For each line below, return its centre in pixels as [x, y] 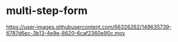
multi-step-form [47, 11]
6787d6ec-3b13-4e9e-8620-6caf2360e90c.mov [66, 33]
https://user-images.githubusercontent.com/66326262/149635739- [89, 27]
